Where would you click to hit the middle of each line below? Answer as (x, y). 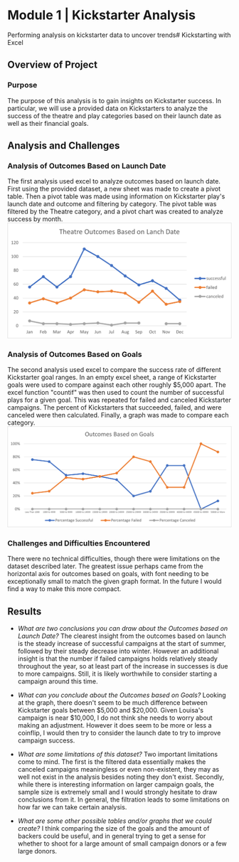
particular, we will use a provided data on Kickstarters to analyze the (108, 108)
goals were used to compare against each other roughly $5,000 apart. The (117, 385)
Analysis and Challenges (64, 146)
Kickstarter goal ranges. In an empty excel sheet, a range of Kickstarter (112, 377)
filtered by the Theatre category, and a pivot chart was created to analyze (115, 212)
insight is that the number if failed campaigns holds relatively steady (118, 659)
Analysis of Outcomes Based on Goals (75, 354)
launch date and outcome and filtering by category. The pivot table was (112, 204)
